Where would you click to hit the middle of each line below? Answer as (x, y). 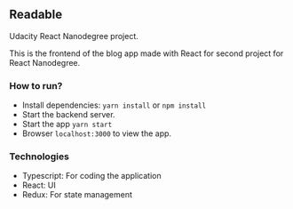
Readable (36, 15)
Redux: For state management (77, 195)
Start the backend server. (68, 115)
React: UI (39, 185)
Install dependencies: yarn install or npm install (114, 105)
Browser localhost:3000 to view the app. (96, 133)
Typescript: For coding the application (91, 176)
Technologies (39, 157)
